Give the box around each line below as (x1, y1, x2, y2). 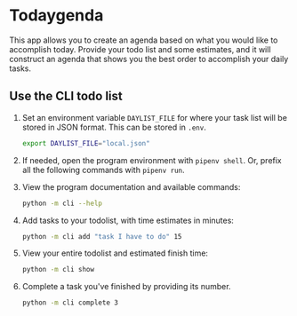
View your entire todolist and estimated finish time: (21, 248, 209, 258)
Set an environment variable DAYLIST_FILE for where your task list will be (21, 112, 287, 122)
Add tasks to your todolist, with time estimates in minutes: (21, 215, 234, 225)
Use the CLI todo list (9, 89, 123, 104)
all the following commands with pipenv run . (21, 164, 185, 175)
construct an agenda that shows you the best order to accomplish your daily (9, 53, 289, 64)
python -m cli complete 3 (21, 298, 118, 307)
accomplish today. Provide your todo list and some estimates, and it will (9, 43, 271, 54)
